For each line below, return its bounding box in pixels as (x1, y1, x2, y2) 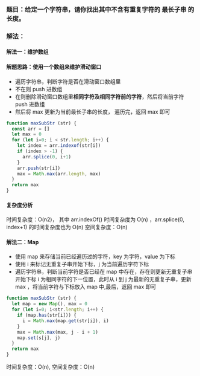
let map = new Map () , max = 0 (11, 301, 87, 307)
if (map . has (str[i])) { (17, 313, 77, 319)
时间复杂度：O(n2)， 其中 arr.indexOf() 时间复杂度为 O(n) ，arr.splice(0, (6, 216, 185, 223)
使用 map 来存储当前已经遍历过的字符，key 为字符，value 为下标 (14, 253, 176, 261)
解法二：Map (6, 238, 39, 245)
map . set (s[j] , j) (17, 334, 61, 341)
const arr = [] (11, 126, 50, 132)
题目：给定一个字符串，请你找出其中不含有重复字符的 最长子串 (6, 5, 187, 13)
